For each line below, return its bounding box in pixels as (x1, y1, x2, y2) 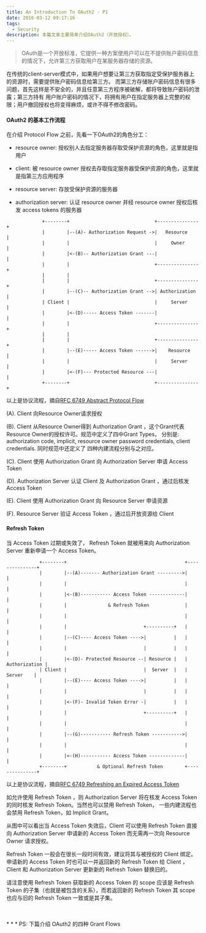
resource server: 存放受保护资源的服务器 (15, 186, 118, 193)
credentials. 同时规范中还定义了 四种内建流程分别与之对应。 (6, 445, 158, 452)
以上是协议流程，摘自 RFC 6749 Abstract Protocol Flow (6, 397, 144, 404)
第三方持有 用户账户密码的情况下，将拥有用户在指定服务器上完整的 (17, 93, 185, 101)
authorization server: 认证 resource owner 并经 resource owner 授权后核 (15, 199, 198, 206)
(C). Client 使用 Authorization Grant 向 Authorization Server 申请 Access (6, 458, 188, 465)
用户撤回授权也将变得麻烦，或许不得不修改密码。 (17, 101, 141, 108)
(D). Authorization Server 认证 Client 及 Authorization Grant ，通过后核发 (6, 478, 189, 485)
